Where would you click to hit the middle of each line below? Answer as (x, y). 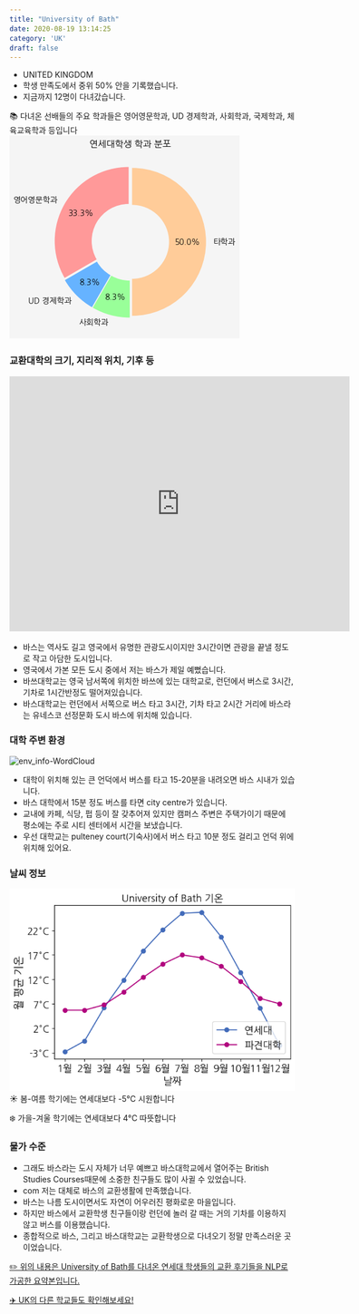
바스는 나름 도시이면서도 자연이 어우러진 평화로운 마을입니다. (129, 1202)
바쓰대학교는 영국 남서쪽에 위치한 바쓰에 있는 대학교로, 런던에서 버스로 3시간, (158, 681)
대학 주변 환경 (38, 741)
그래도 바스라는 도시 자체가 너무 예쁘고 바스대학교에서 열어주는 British (146, 1168)
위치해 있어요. (47, 847)
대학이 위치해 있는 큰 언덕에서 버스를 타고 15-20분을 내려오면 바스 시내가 (150, 779)
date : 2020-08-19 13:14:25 (60, 29)
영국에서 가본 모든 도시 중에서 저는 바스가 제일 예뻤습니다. (124, 669)
